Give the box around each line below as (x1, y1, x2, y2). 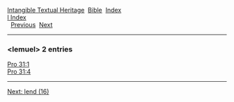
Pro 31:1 (7, 60, 30, 69)
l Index (7, 13, 26, 22)
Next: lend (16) (7, 87, 49, 96)
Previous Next (10, 21, 53, 28)
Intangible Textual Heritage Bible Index (7, 6, 122, 14)
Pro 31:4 (7, 67, 31, 76)
